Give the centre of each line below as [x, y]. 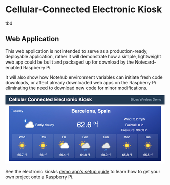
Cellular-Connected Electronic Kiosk [84, 9]
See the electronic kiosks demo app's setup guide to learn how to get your [83, 172]
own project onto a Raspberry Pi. [39, 177]
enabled [14, 67]
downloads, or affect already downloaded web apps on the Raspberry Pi [81, 82]
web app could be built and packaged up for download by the [70, 62]
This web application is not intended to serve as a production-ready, [76, 51]
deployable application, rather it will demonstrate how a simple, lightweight [83, 56]
